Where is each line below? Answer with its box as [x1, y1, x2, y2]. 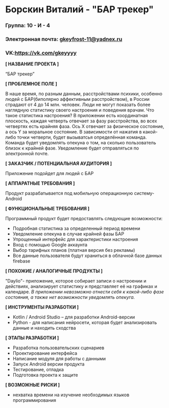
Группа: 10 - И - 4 [5, 22, 50, 29]
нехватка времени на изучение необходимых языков [12, 392, 130, 398]
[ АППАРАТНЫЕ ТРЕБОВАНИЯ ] [5, 180, 75, 186]
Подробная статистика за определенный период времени [12, 225, 140, 231]
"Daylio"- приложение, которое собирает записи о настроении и [5, 278, 147, 284]
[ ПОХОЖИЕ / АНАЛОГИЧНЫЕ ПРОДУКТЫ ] [5, 268, 103, 274]
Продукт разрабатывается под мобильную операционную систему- [5, 190, 155, 197]
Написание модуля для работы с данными [12, 356, 106, 362]
